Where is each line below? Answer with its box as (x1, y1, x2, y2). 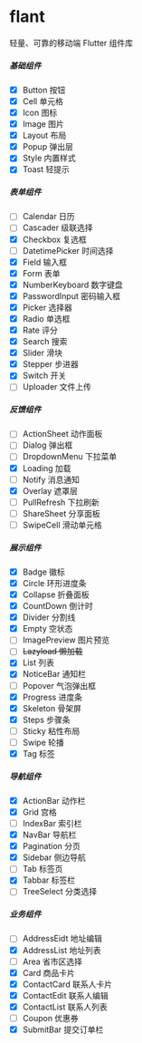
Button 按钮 (22, 84, 66, 95)
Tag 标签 (22, 748, 56, 758)
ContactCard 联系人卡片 (22, 979, 113, 990)
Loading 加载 (22, 462, 71, 473)
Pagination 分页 (22, 841, 81, 852)
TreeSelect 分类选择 (22, 886, 98, 897)
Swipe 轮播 (22, 737, 65, 748)
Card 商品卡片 (22, 967, 75, 978)
